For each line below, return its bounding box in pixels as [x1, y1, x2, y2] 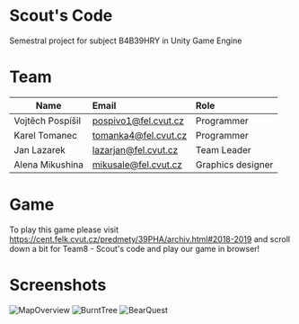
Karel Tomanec [13, 129, 78, 141]
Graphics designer [196, 158, 274, 171]
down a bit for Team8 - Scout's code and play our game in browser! [9, 243, 260, 254]
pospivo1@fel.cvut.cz [92, 114, 184, 127]
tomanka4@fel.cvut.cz [92, 129, 187, 141]
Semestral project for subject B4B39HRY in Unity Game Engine [9, 35, 242, 46]
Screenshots [9, 275, 107, 295]
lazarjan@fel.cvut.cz [92, 143, 178, 156]
